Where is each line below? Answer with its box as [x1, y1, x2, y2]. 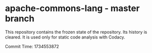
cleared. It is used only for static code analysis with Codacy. [5, 34, 125, 40]
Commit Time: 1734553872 [5, 43, 59, 49]
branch [5, 13, 35, 24]
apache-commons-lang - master [5, 3, 140, 14]
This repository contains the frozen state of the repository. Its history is [5, 29, 147, 35]
